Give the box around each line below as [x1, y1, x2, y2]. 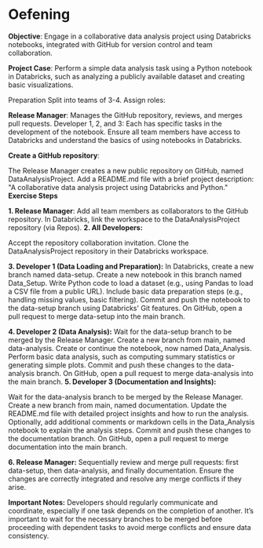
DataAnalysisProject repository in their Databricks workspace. [8, 246, 210, 256]
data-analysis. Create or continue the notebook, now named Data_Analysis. [8, 343, 253, 353]
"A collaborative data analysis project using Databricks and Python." [8, 182, 228, 192]
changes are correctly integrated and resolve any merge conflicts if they [8, 473, 242, 484]
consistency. [8, 531, 49, 540]
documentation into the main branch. [8, 442, 128, 451]
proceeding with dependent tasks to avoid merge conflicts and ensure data [8, 522, 251, 532]
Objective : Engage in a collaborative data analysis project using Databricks [8, 31, 251, 41]
